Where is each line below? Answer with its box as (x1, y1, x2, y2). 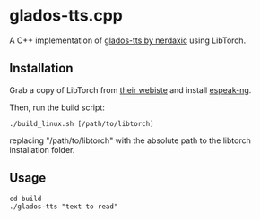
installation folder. (9, 144, 75, 155)
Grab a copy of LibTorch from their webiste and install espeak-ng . (9, 84, 252, 95)
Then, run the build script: (9, 102, 105, 113)
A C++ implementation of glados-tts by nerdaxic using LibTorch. (9, 35, 247, 46)
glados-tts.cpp (9, 5, 123, 26)
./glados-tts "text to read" (9, 202, 118, 211)
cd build (9, 194, 42, 203)
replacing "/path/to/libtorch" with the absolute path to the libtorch (9, 135, 251, 146)
